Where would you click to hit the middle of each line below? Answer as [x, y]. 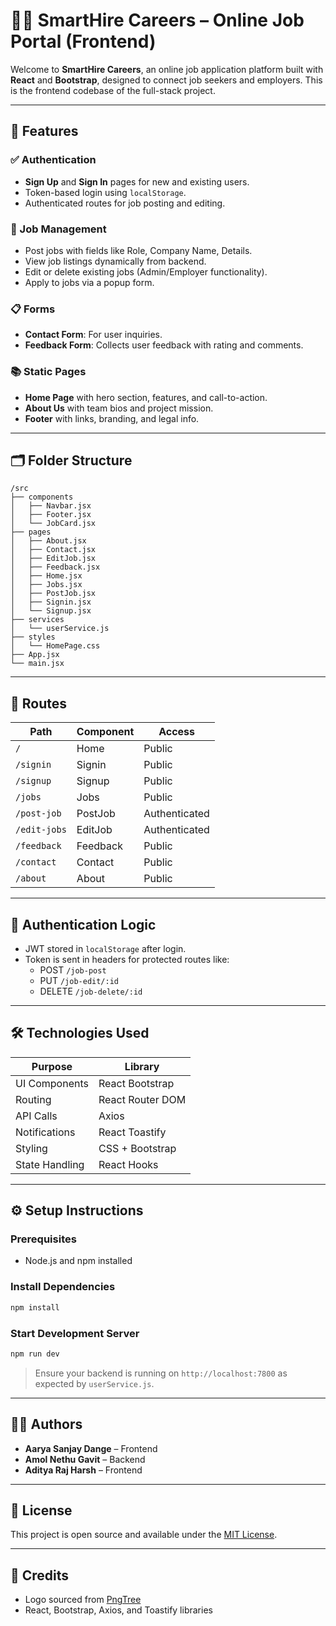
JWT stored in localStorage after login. [105, 948]
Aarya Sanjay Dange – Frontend [91, 1448]
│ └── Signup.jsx [51, 611]
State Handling [50, 1164]
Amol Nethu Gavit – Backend [85, 1459]
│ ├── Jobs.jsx [46, 585]
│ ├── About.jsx [48, 541]
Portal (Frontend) [83, 41]
